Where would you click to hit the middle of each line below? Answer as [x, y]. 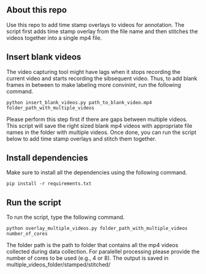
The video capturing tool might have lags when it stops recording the [93, 72]
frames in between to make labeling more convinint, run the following [94, 84]
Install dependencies [47, 158]
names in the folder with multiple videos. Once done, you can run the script [101, 132]
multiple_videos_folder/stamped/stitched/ [59, 265]
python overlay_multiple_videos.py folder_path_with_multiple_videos [97, 229]
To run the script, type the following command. [66, 217]
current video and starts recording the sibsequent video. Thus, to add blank [102, 78]
